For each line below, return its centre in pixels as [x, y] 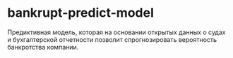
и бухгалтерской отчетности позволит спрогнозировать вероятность [112, 39]
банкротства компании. [43, 47]
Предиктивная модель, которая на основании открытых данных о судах [116, 32]
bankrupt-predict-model [80, 13]
